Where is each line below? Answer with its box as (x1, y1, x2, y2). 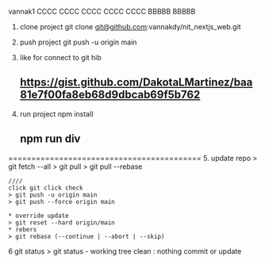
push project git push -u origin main (19, 37, 137, 47)
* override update (8, 212, 69, 220)
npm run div (19, 132, 81, 146)
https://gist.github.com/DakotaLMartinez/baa (19, 75, 253, 90)
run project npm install (19, 109, 94, 118)
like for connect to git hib (19, 53, 102, 62)
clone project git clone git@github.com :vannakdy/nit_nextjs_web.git (19, 22, 241, 31)
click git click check (8, 184, 83, 192)
